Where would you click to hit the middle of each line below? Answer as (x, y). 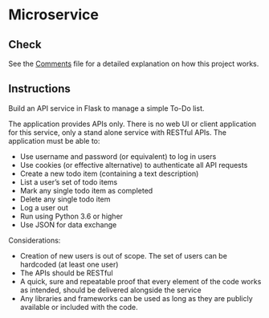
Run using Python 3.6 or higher (71, 216)
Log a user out (44, 207)
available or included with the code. (79, 307)
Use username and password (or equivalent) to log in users (118, 156)
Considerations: (35, 240)
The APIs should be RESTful (67, 273)
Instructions (39, 89)
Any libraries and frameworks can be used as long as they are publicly (136, 298)
